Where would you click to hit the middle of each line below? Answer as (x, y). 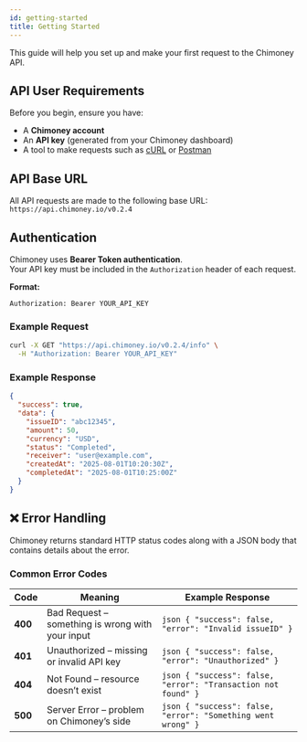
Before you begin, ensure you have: (76, 113)
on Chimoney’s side (89, 721)
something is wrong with (100, 624)
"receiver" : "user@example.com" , (90, 456)
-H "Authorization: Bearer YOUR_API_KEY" (98, 354)
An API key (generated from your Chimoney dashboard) (128, 140)
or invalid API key (84, 662)
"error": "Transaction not (220, 684)
